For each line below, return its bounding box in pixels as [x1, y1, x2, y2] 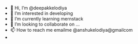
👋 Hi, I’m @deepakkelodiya [10, 5, 67, 11]
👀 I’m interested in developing [10, 10, 73, 16]
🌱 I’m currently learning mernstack [10, 16, 84, 21]
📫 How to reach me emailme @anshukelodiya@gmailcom [10, 27, 133, 33]
